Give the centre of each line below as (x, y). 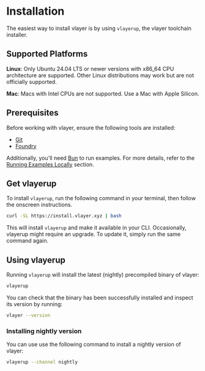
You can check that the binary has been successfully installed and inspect (100, 298)
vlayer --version (28, 315)
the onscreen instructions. (39, 205)
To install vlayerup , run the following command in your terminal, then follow (101, 198)
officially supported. (32, 81)
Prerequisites (32, 113)
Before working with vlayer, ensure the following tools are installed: (91, 127)
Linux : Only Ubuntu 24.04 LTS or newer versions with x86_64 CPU (90, 69)
